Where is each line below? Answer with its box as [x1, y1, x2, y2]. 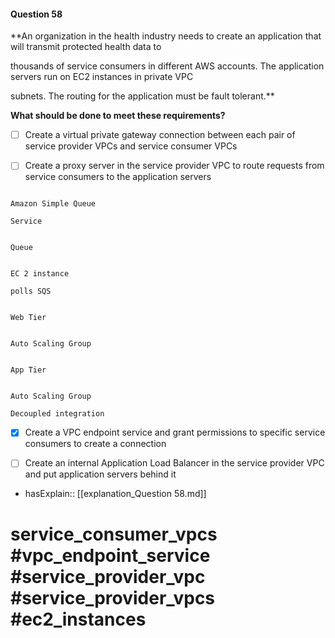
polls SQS [10, 286, 52, 297]
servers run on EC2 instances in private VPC [10, 71, 194, 83]
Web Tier [10, 313, 47, 323]
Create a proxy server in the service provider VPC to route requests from [24, 160, 325, 172]
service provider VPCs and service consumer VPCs [24, 140, 238, 152]
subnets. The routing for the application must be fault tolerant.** [10, 90, 275, 102]
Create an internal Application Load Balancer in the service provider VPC [24, 457, 325, 469]
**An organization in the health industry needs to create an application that [10, 30, 322, 42]
